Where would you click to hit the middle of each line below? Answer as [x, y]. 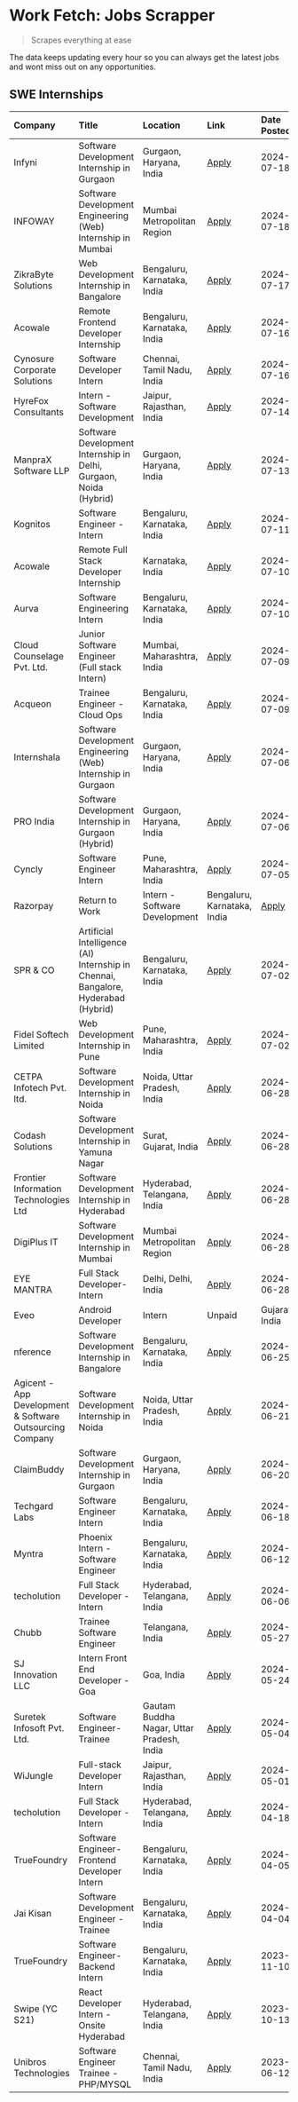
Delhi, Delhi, [167, 1278]
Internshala [37, 757]
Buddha [159, 1717]
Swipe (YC [35, 2009]
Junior [92, 634]
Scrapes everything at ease [81, 40]
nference [32, 1352]
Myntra [29, 1553]
